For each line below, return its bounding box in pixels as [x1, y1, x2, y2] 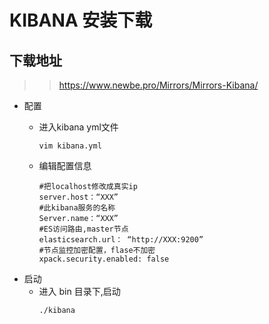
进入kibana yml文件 [38, 121, 119, 133]
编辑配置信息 [38, 160, 92, 171]
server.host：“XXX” [38, 192, 119, 202]
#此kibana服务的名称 [38, 203, 116, 213]
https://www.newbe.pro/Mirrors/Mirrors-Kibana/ [58, 79, 259, 91]
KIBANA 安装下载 [9, 9, 153, 32]
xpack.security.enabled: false [38, 254, 170, 264]
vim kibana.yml [38, 141, 102, 151]
